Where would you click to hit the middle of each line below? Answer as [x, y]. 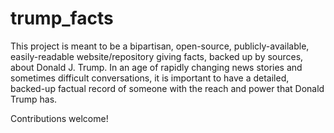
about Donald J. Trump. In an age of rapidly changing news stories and [156, 67]
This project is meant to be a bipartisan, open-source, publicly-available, [160, 46]
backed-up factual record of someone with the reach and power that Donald [167, 88]
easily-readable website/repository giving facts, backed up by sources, [157, 56]
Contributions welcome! [59, 118]
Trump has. [34, 99]
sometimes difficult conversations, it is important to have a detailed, [150, 78]
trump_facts [62, 18]
